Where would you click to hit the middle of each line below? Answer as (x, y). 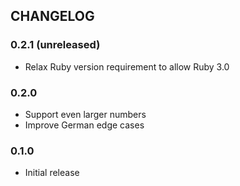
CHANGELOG (52, 16)
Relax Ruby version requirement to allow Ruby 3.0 (127, 66)
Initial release (52, 173)
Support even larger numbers (85, 114)
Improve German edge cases (84, 125)
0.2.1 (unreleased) (55, 45)
